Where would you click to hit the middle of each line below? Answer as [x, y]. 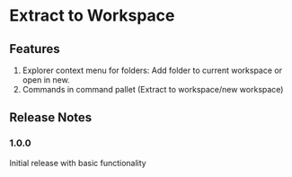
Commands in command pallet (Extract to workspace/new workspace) [153, 89]
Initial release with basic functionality [78, 163]
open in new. [46, 80]
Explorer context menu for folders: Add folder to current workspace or [152, 70]
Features [35, 49]
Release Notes [51, 118]
